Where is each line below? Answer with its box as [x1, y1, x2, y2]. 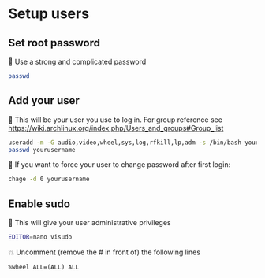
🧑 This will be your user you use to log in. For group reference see [8, 115, 223, 124]
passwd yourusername [8, 146, 77, 154]
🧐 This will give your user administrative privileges [8, 218, 171, 228]
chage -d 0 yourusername [8, 175, 90, 183]
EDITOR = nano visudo [8, 233, 73, 241]
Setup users [8, 5, 89, 23]
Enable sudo [8, 197, 71, 210]
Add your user [8, 94, 80, 107]
